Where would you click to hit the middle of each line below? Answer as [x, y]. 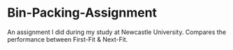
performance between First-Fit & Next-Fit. [68, 39]
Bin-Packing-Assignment [82, 13]
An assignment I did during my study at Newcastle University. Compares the [117, 32]
